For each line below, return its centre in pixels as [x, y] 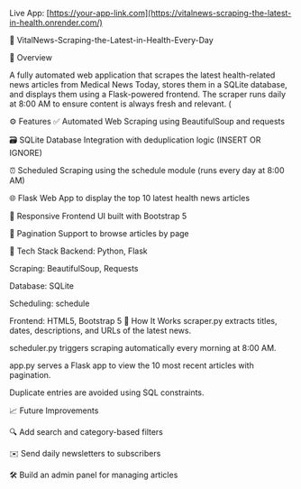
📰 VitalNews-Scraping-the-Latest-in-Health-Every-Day [111, 40]
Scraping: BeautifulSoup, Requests [74, 268]
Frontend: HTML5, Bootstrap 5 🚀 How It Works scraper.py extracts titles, [143, 321]
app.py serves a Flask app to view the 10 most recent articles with [132, 365]
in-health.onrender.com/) [56, 23]
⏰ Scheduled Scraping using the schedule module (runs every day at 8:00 [147, 170]
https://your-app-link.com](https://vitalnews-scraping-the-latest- [170, 13]
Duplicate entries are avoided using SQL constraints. [107, 392]
